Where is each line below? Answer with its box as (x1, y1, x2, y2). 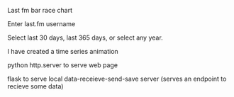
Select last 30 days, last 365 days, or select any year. (7, 33, 163, 42)
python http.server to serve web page (7, 61, 118, 69)
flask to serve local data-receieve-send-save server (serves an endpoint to (7, 74, 227, 83)
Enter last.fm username (7, 20, 76, 28)
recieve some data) (7, 82, 64, 91)
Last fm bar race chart (7, 6, 73, 14)
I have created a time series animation (7, 47, 118, 55)
